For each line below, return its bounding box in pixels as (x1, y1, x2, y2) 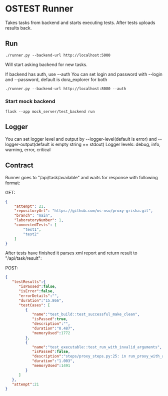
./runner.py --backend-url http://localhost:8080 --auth (5, 86, 126, 91)
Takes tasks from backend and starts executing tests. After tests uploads (5, 20, 155, 26)
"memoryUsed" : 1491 (31, 363, 70, 368)
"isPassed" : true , (31, 316, 68, 322)
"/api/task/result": (5, 255, 42, 261)
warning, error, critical (5, 146, 51, 153)
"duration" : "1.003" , (31, 358, 75, 363)
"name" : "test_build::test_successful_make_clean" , (31, 312, 140, 317)
